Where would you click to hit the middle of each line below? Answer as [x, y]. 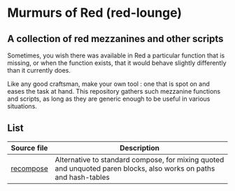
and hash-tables [82, 177]
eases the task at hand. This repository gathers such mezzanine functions [114, 91]
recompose [29, 168]
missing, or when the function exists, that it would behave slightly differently [117, 63]
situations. [22, 106]
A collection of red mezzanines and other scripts [115, 39]
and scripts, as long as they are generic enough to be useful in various [109, 99]
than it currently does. [39, 70]
